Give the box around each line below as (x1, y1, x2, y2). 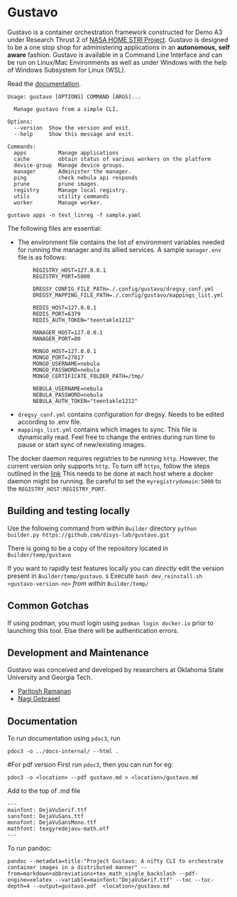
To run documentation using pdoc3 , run (7, 734, 121, 743)
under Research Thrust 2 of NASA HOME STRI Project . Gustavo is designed (7, 35, 228, 43)
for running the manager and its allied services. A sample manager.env (17, 245, 221, 253)
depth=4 (7, 883, 31, 890)
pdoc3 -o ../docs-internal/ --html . (7, 748, 119, 755)
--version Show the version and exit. (13, 124, 132, 132)
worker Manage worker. (13, 199, 103, 206)
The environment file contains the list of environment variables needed (17, 238, 225, 246)
